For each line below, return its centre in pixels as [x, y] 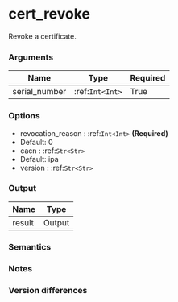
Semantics [30, 246]
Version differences [48, 290]
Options [24, 116]
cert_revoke [50, 14]
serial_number [39, 92]
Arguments [31, 57]
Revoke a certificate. [42, 36]
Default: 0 [37, 142]
